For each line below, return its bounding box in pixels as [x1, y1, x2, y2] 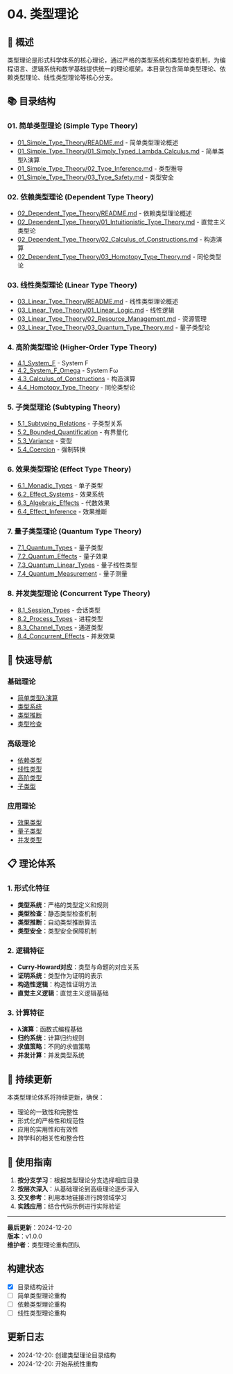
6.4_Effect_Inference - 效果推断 [17, 508, 107, 516]
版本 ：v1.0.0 [7, 1232, 43, 1240]
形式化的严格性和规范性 [17, 1116, 85, 1125]
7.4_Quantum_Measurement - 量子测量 [17, 570, 128, 578]
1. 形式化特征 [7, 884, 50, 893]
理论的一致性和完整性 [17, 1108, 78, 1116]
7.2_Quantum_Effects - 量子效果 [17, 552, 108, 561]
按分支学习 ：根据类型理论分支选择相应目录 [17, 1175, 139, 1184]
